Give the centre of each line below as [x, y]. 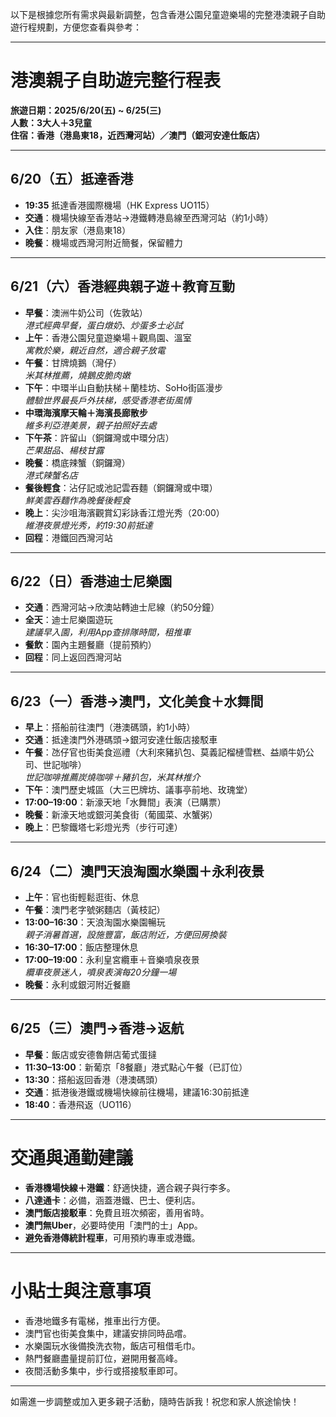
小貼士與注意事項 [81, 1290]
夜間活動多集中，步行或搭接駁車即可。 [103, 1370]
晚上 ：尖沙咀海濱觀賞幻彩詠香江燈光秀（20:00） [124, 512]
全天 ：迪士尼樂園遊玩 [68, 620]
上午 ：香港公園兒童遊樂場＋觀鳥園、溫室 [108, 337]
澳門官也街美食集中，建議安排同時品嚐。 [108, 1333]
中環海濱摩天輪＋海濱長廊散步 [86, 412]
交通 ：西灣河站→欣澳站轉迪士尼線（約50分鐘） [122, 607]
